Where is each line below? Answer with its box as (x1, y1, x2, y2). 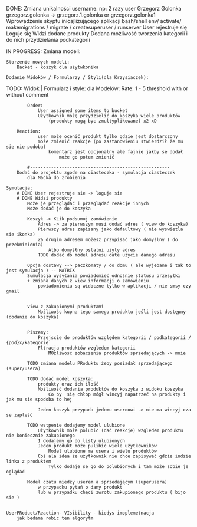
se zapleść (6, 412, 33, 418)
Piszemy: (27, 330, 49, 335)
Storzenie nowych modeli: (6, 59, 70, 65)
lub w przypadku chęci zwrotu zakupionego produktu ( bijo (37, 489, 186, 495)
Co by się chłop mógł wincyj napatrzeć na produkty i (48, 391, 186, 397)
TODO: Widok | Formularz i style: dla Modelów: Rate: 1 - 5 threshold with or (6, 85, 189, 92)
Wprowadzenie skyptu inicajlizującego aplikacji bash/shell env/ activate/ (6, 18, 182, 24)
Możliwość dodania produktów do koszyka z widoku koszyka (37, 386, 183, 392)
